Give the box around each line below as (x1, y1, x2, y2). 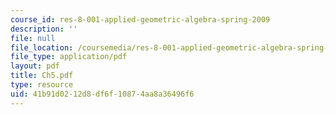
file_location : (10, 42, 74, 53)
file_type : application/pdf (10, 52, 128, 62)
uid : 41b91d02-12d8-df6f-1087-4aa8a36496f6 (10, 89, 195, 99)
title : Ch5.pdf (10, 71, 74, 81)
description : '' (10, 24, 78, 34)
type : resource (10, 80, 74, 90)
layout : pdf (10, 61, 60, 71)
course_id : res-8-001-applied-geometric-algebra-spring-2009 (10, 14, 271, 25)
